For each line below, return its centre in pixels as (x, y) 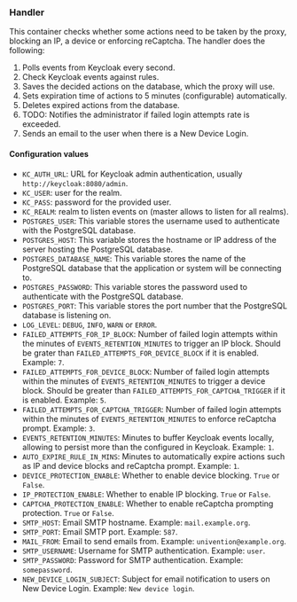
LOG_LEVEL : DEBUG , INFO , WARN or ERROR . (90, 324)
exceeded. (41, 124)
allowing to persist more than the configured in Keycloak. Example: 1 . (148, 447)
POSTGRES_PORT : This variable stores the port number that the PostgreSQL (155, 305)
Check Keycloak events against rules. (90, 77)
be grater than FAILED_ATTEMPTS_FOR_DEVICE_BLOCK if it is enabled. (141, 353)
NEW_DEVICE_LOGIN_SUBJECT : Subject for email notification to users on (146, 579)
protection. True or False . (68, 512)
